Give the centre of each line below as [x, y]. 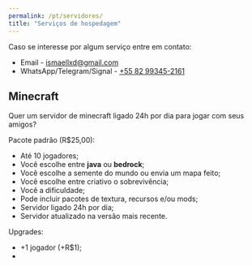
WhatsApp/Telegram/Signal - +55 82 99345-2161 [102, 71]
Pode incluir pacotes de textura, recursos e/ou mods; [109, 199]
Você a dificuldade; [52, 191]
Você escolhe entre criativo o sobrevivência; [94, 182]
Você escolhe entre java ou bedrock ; [82, 165]
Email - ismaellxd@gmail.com [69, 62]
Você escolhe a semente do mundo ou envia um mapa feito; [120, 173]
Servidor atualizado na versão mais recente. [94, 217]
